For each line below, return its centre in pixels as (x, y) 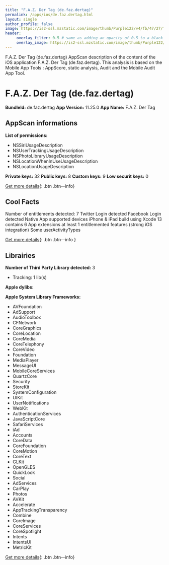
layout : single (21, 19)
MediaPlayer (25, 360)
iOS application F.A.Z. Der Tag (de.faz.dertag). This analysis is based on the (84, 62)
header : (13, 33)
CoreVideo (24, 349)
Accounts (22, 435)
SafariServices (28, 425)
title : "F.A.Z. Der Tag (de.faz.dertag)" (49, 10)
